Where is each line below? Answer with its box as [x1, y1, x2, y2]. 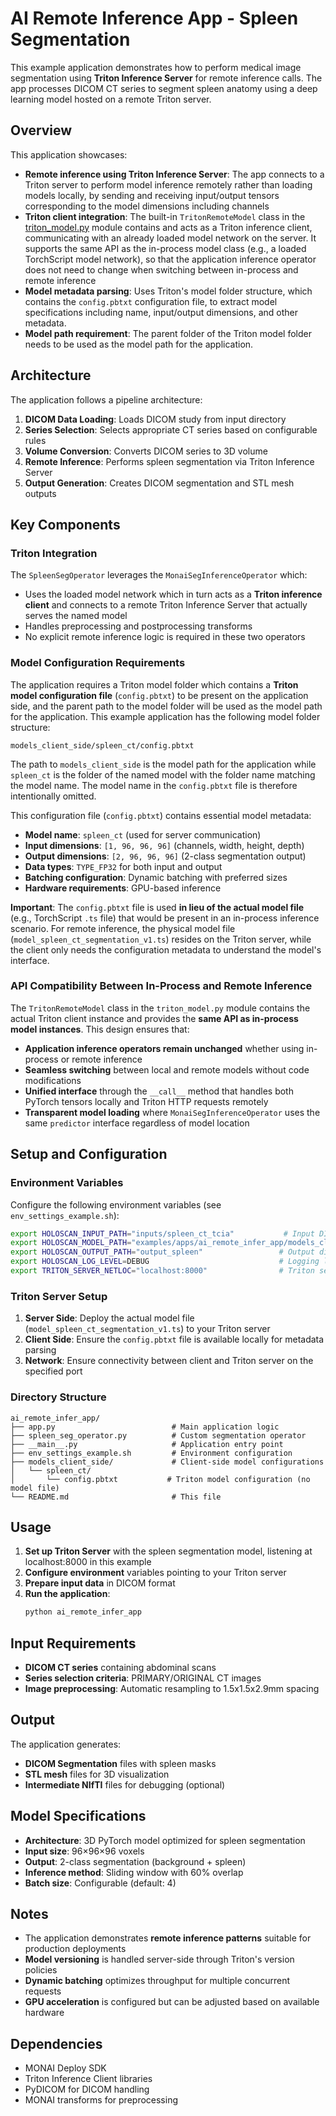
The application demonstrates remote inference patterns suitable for [24, 1932, 312, 1944]
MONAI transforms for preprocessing [24, 2094, 179, 2106]
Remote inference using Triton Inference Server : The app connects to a [24, 168, 325, 180]
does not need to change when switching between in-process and [24, 263, 299, 276]
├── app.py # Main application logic [10, 1422, 280, 1432]
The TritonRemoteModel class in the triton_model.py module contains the [10, 1002, 311, 1014]
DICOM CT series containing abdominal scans [24, 1662, 217, 1673]
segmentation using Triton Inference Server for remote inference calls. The [10, 72, 323, 84]
